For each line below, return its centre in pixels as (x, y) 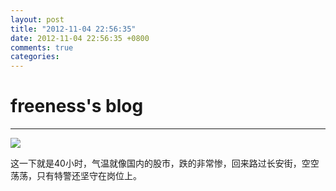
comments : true (42, 47)
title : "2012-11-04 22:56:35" (73, 29)
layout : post (37, 19)
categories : (35, 57)
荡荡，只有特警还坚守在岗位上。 (76, 176)
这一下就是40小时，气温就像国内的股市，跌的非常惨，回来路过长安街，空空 (165, 163)
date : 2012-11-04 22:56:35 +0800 (80, 38)
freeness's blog (77, 106)
